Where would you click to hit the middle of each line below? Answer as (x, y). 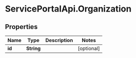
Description (59, 40)
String (33, 48)
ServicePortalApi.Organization (68, 9)
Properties (21, 27)
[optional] (89, 48)
